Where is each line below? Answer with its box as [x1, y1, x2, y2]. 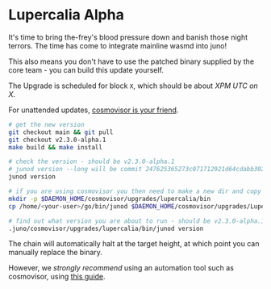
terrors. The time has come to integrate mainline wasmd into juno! [8, 40, 227, 50]
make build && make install [8, 143, 103, 151]
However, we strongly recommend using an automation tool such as [8, 263, 234, 273]
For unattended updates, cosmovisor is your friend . [8, 105, 179, 115]
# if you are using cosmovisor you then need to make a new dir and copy [8, 187, 262, 195]
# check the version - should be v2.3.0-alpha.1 [8, 157, 175, 166]
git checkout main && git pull [8, 128, 114, 136]
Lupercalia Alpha [8, 6, 125, 24]
